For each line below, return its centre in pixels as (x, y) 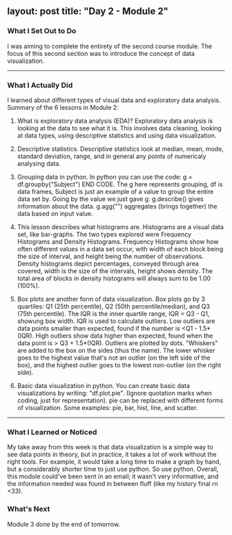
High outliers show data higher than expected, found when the (124, 335)
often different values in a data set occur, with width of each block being (120, 249)
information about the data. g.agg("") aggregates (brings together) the (117, 206)
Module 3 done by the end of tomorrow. (64, 524)
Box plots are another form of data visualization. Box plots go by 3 (111, 299)
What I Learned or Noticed (52, 432)
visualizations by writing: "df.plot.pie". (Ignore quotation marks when (115, 393)
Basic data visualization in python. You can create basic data (103, 385)
